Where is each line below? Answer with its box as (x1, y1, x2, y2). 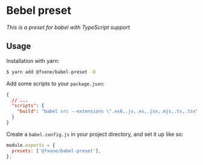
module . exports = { (6, 142, 56, 148)
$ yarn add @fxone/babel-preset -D (6, 69, 96, 75)
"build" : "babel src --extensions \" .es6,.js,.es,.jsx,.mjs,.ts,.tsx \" (17, 108, 201, 115)
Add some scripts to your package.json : (6, 80, 105, 87)
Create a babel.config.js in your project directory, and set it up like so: (6, 131, 184, 138)
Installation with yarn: (6, 57, 60, 64)
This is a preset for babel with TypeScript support (6, 24, 130, 31)
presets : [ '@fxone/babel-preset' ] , (11, 147, 101, 154)
